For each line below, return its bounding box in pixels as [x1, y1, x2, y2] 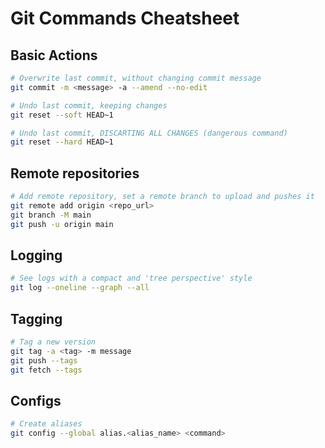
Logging [10, 247, 63, 264]
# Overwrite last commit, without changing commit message [10, 73, 262, 83]
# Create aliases [10, 419, 83, 429]
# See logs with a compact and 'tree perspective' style [10, 273, 253, 284]
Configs [10, 392, 62, 409]
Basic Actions [10, 47, 98, 64]
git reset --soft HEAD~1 [10, 110, 114, 120]
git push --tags [10, 355, 78, 366]
